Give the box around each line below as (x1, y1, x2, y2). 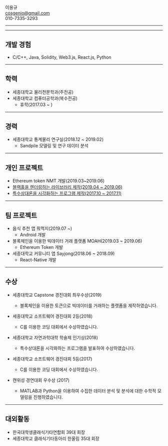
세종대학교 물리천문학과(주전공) (12, 89, 74, 95)
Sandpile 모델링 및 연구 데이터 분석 (19, 142, 89, 149)
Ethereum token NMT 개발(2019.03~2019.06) (12, 178, 105, 184)
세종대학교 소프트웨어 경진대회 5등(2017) (12, 356, 92, 362)
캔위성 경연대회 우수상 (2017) (12, 377, 70, 383)
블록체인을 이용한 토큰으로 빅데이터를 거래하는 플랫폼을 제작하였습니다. (19, 303, 158, 309)
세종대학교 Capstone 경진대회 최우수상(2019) (12, 291, 102, 298)
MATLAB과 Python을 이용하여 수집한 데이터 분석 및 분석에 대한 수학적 (19, 388, 156, 394)
